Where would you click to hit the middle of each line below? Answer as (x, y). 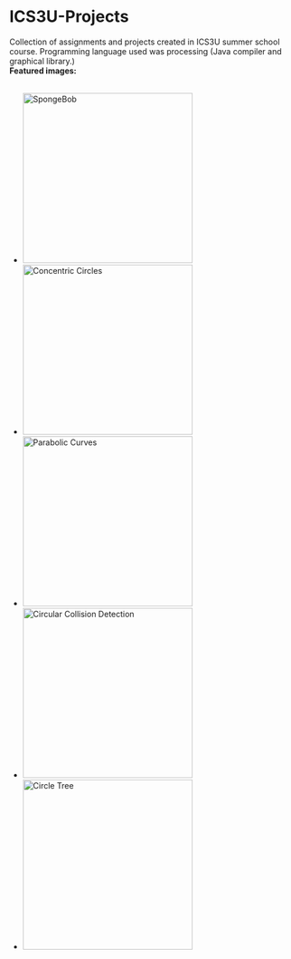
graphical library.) (42, 61)
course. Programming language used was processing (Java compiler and (145, 51)
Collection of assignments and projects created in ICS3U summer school (145, 42)
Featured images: (43, 71)
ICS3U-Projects (69, 17)
